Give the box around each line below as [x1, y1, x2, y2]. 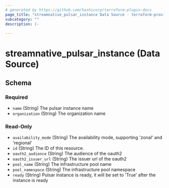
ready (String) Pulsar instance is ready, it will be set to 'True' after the [12, 172, 156, 178]
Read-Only [5, 123, 33, 130]
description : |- [5, 21, 39, 27]
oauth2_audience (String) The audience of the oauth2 [12, 151, 122, 157]
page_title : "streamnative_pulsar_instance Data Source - [5, 12, 129, 17]
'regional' [12, 140, 33, 146]
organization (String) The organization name [12, 110, 106, 116]
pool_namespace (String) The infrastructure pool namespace [12, 167, 136, 173]
